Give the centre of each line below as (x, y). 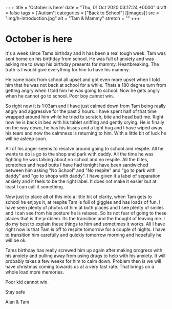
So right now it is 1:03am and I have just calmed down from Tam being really (86, 106)
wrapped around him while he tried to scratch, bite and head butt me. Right (84, 117)
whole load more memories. (35, 272)
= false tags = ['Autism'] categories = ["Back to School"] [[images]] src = (82, 13)
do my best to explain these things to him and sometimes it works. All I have (85, 224)
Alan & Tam (17, 302)
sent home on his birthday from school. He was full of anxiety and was (80, 59)
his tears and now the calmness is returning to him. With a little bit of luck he (86, 133)
